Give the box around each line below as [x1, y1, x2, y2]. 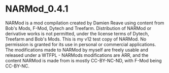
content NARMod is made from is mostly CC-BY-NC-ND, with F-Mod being [5, 57, 162, 63]
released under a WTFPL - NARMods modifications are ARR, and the [5, 52, 149, 58]
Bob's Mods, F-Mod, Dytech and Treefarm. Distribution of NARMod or [5, 25, 152, 31]
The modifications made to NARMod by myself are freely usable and [5, 47, 149, 53]
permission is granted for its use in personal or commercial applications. [5, 41, 156, 47]
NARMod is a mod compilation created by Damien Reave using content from [5, 20, 164, 26]
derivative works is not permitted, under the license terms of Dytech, [5, 30, 149, 36]
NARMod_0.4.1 [5, 3, 69, 15]
